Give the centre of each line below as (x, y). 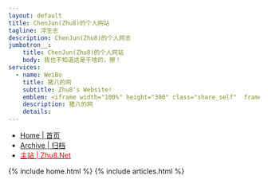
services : (25, 68)
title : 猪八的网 (47, 82)
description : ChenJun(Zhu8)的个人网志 (70, 38)
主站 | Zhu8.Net (45, 155)
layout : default (35, 16)
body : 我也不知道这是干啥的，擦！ (72, 60)
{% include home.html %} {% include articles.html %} (97, 171)
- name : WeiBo (39, 75)
